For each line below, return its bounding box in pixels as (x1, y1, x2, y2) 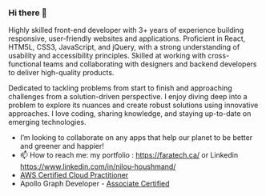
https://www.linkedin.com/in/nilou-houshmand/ (19, 162, 176, 171)
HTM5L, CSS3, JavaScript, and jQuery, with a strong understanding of (8, 42, 240, 52)
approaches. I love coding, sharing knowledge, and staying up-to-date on (8, 109, 252, 118)
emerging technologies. (8, 118, 87, 127)
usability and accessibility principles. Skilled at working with (8, 51, 207, 61)
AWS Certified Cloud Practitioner (19, 170, 129, 180)
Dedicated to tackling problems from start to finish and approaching (8, 83, 232, 93)
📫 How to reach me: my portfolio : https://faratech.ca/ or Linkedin (19, 150, 239, 160)
